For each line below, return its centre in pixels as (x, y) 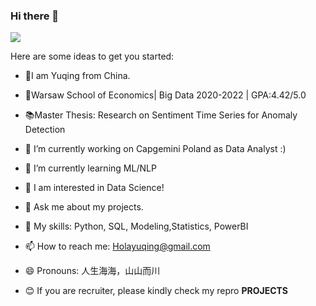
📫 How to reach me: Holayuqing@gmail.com (117, 246)
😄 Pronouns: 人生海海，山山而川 (92, 271)
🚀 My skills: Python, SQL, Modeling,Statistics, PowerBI (136, 226)
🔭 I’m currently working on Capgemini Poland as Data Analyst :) (155, 149)
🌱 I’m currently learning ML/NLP (90, 168)
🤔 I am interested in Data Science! (94, 188)
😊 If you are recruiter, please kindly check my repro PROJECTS (156, 291)
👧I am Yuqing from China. (77, 76)
